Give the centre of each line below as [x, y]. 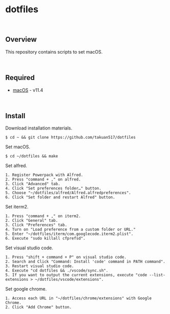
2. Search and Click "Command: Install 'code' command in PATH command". [86, 262]
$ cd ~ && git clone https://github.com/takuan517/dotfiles [71, 138]
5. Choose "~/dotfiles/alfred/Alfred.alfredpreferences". [68, 193]
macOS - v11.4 [28, 90]
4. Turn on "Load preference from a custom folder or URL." [71, 230]
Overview [21, 40]
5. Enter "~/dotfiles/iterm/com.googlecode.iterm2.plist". [69, 234]
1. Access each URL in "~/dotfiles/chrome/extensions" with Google [79, 298]
